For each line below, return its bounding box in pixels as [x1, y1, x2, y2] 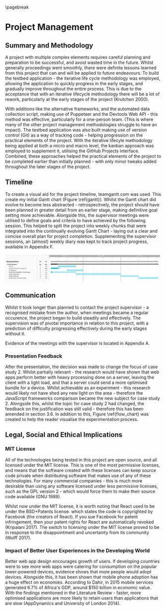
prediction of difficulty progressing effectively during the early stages [5, 325, 147, 331]
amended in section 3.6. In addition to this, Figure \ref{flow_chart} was [5, 411, 149, 417]
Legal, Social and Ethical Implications [5, 430, 123, 439]
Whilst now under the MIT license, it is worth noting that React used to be [5, 503, 155, 509]
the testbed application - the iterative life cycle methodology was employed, [5, 75, 161, 81]
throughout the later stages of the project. [5, 164, 91, 170]
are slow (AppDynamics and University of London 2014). [5, 600, 121, 606]
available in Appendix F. [5, 243, 54, 249]
